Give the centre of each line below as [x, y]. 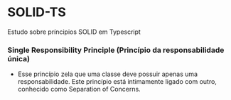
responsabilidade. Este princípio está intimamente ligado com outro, [117, 82]
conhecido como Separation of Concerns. [79, 89]
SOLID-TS [37, 12]
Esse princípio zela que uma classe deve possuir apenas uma [107, 74]
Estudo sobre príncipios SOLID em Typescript [74, 32]
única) [19, 58]
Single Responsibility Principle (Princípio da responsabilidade [116, 50]
